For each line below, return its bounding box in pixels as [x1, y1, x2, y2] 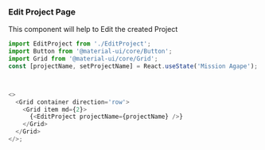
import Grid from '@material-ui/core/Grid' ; [8, 55, 158, 63]
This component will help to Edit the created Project [8, 25, 178, 34]
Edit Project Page [8, 6, 76, 18]
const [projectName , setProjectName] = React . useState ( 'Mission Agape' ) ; [8, 62, 259, 70]
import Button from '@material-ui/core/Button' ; [8, 47, 173, 56]
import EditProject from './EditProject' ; [8, 40, 151, 48]
